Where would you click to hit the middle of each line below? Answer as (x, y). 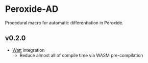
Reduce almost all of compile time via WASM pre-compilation (81, 55)
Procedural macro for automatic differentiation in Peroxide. (64, 23)
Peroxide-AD (32, 9)
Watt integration (28, 50)
